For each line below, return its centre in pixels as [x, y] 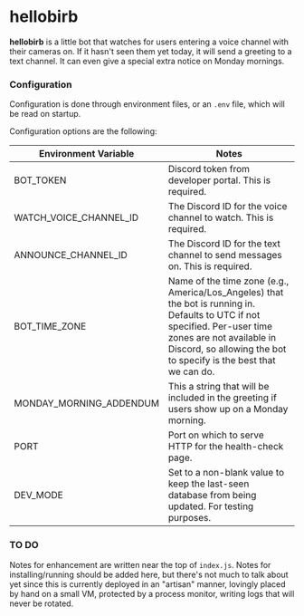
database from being [212, 496]
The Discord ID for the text [224, 244]
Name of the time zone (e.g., [228, 281]
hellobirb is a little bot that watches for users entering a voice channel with [149, 42]
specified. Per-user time [220, 326]
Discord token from [209, 169]
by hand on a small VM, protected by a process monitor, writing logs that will [152, 593]
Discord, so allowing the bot [227, 349]
